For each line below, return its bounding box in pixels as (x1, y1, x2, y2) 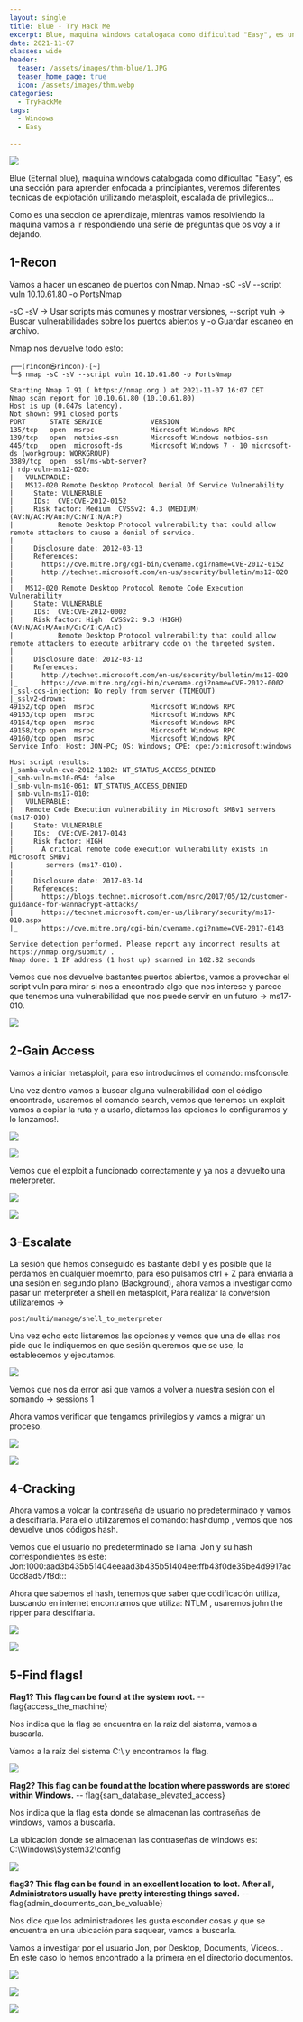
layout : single (9, 13, 67, 23)
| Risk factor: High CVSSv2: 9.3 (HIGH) (9, 615, 183, 624)
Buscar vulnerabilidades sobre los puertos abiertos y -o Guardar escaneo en (9, 316, 294, 326)
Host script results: (9, 757, 91, 767)
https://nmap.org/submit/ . (9, 947, 115, 957)
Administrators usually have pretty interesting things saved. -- (9, 1887, 250, 1899)
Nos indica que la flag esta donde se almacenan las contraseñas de (9, 1807, 261, 1818)
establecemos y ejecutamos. (9, 1349, 116, 1361)
